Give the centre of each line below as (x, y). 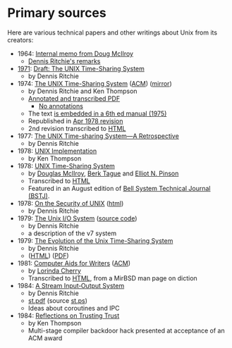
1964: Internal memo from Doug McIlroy (75, 54)
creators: (20, 39)
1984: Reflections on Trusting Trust (68, 316)
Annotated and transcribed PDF (74, 98)
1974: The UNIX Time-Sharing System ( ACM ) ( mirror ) (95, 83)
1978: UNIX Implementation (57, 151)
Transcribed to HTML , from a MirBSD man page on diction (112, 278)
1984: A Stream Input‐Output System (71, 285)
